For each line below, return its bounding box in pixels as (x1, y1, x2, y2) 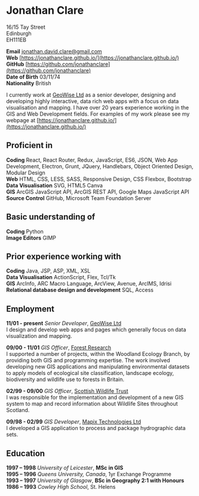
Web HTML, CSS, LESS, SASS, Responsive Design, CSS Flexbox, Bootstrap (6, 175, 192, 183)
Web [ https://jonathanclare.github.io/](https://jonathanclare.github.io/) (6, 54, 179, 61)
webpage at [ (6, 116, 39, 123)
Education (6, 448, 45, 458)
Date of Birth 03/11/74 (6, 73, 61, 80)
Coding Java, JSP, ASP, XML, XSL (6, 267, 91, 274)
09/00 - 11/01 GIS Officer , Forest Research (6, 344, 112, 351)
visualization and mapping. (6, 332, 72, 340)
